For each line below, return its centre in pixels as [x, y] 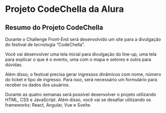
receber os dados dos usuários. [38, 85]
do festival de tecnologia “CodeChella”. [45, 45]
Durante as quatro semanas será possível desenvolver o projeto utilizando [81, 94]
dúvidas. [14, 65]
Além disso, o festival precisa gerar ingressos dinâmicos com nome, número [83, 74]
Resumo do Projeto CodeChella [54, 28]
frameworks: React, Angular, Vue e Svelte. [48, 105]
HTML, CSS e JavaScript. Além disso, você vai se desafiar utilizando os [78, 100]
